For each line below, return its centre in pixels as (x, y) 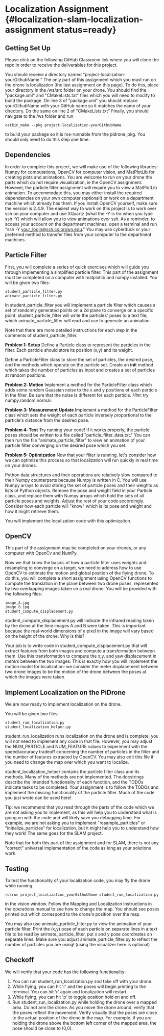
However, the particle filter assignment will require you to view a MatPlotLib (81, 187)
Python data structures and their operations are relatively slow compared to (81, 475)
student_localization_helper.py (38, 727)
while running (19, 886)
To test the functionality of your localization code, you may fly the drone (78, 881)
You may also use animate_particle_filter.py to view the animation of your (79, 924)
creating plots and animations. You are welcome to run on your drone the (79, 177)
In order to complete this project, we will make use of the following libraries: (82, 167)
